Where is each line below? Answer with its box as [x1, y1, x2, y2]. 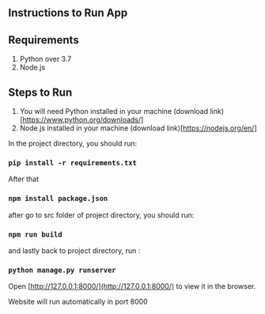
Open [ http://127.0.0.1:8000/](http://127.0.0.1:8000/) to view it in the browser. [8, 282, 256, 291]
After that [8, 174, 40, 184]
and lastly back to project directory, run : [8, 245, 141, 255]
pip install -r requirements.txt [8, 158, 137, 167]
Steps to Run [8, 85, 73, 99]
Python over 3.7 [19, 55, 72, 64]
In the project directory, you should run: [8, 138, 138, 149]
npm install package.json [8, 194, 108, 203]
